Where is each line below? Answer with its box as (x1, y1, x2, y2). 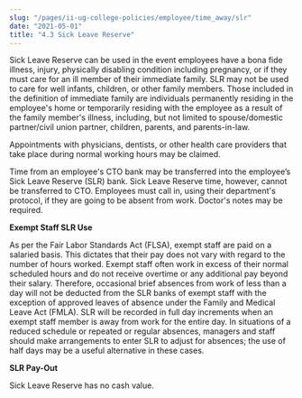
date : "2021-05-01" (9, 22, 83, 31)
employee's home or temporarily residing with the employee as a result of (9, 103, 283, 114)
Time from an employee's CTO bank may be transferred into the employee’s (9, 166, 291, 177)
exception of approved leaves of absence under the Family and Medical (9, 297, 276, 308)
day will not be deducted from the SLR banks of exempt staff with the (9, 288, 268, 299)
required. (9, 205, 43, 216)
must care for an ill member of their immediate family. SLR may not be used (9, 74, 289, 85)
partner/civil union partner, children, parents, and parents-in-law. (9, 122, 251, 133)
